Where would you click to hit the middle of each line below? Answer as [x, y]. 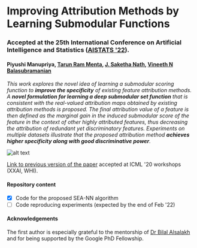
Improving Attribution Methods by [93, 11]
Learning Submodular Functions [88, 24]
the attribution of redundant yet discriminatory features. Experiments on [96, 128]
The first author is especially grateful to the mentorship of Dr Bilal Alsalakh [99, 232]
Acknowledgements [33, 219]
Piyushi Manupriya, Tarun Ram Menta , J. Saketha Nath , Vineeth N [90, 64]
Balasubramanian [29, 71]
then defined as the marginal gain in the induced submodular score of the [98, 116]
